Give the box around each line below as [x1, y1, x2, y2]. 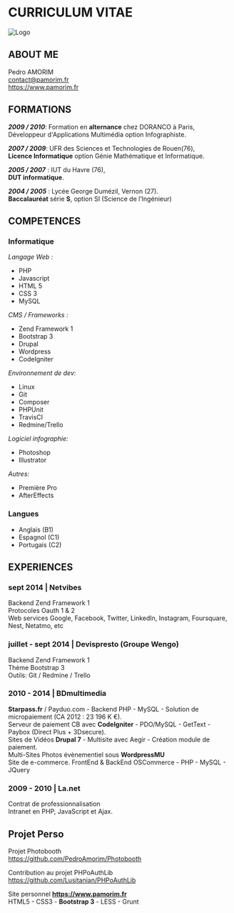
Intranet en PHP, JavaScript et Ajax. [8, 807, 113, 816]
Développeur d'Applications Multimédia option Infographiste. [8, 130, 186, 139]
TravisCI [18, 413, 44, 421]
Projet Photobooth [8, 847, 62, 855]
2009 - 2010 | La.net [8, 783, 81, 793]
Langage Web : [8, 253, 54, 261]
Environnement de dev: [8, 369, 76, 377]
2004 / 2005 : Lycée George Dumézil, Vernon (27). [8, 186, 159, 195]
